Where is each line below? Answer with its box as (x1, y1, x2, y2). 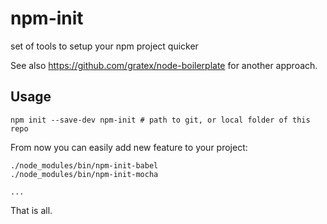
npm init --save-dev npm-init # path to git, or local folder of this (10, 115, 311, 125)
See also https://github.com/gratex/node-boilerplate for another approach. (10, 59, 318, 71)
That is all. (10, 204, 53, 216)
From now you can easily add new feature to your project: (10, 141, 248, 153)
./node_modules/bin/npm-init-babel (10, 160, 159, 171)
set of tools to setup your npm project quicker (10, 40, 199, 52)
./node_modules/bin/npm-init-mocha (10, 169, 159, 179)
